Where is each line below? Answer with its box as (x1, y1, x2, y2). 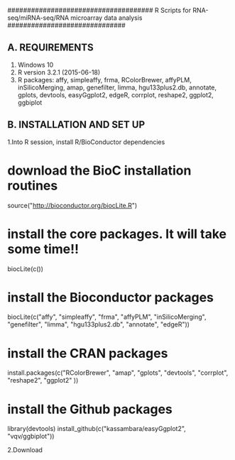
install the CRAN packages (7, 345, 168, 361)
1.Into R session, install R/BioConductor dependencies (7, 138, 165, 146)
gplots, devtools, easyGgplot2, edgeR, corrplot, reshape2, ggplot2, (17, 90, 214, 99)
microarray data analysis (70, 13, 143, 22)
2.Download (7, 446, 43, 454)
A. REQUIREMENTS (7, 42, 94, 54)
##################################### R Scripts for (7, 6, 192, 14)
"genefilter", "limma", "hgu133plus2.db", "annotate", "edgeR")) (7, 320, 190, 329)
